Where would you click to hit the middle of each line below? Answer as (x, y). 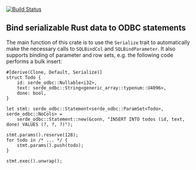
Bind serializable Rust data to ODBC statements (96, 28)
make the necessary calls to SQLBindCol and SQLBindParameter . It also (91, 48)
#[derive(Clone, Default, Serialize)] (54, 72)
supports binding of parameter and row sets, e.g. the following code (90, 55)
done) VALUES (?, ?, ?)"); (40, 124)
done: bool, (32, 93)
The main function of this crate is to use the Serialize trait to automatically (98, 42)
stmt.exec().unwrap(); (34, 161)
